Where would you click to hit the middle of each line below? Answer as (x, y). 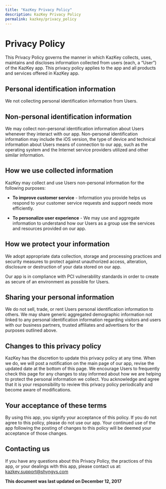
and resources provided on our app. (49, 228)
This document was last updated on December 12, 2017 (63, 481)
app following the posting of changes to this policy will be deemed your (78, 428)
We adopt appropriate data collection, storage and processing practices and (83, 256)
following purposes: (26, 188)
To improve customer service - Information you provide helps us (79, 198)
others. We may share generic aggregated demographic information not (79, 315)
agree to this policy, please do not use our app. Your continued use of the (80, 423)
